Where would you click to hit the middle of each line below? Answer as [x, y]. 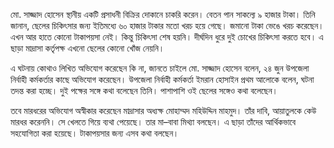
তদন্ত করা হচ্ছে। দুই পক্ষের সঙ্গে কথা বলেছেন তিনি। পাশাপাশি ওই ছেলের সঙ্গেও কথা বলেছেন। [144, 90]
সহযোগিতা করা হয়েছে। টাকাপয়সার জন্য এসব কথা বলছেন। [95, 133]
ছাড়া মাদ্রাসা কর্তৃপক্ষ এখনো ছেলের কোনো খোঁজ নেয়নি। [87, 48]
